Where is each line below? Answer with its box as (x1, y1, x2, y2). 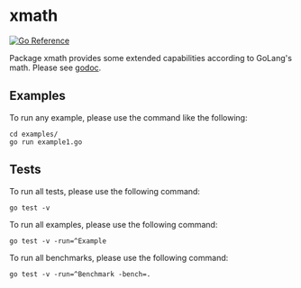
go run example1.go (9, 137, 83, 147)
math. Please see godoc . (9, 62, 102, 73)
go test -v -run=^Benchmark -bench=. (9, 269, 151, 279)
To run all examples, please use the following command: (9, 219, 218, 229)
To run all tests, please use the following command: (9, 185, 201, 196)
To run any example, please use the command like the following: (9, 112, 248, 122)
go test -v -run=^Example (9, 236, 106, 246)
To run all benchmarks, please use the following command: (9, 252, 229, 263)
